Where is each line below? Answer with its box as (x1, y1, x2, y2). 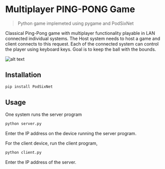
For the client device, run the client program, (5, 140, 98, 146)
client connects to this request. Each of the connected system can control (5, 40, 159, 47)
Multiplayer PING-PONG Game (5, 4, 135, 15)
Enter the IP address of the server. (5, 159, 77, 165)
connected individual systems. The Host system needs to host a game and (5, 35, 160, 41)
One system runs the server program (5, 111, 82, 117)
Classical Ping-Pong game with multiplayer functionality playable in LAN (5, 30, 155, 36)
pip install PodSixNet (5, 84, 53, 89)
